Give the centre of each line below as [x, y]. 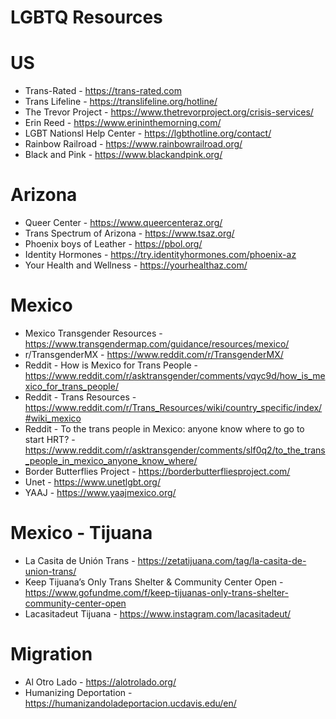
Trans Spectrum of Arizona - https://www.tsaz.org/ [129, 233]
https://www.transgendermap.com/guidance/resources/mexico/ [157, 344]
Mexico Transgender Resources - [93, 333]
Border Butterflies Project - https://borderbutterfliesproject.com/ [157, 471]
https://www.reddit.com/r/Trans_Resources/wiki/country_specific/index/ [173, 407]
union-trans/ [50, 571]
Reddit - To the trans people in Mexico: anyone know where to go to [164, 429]
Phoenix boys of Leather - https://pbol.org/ [113, 244]
